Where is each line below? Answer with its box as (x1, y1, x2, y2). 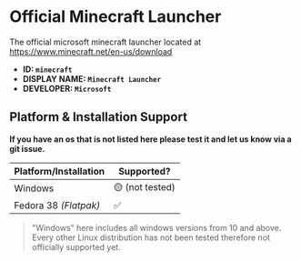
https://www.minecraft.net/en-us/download (9, 45, 173, 56)
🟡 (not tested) (113, 180, 176, 193)
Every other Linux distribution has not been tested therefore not (31, 232, 271, 243)
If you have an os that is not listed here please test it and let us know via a (9, 134, 293, 145)
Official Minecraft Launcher (9, 6, 222, 27)
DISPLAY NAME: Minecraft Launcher (22, 73, 162, 84)
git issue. (9, 143, 45, 154)
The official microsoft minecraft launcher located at (9, 36, 202, 47)
